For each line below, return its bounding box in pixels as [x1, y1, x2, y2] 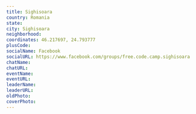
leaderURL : [6, 87, 34, 93]
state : [6, 20, 23, 26]
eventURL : [6, 76, 31, 82]
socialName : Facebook [6, 48, 61, 54]
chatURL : [6, 65, 28, 71]
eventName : [6, 71, 34, 77]
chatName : [6, 59, 31, 65]
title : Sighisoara [6, 8, 52, 15]
